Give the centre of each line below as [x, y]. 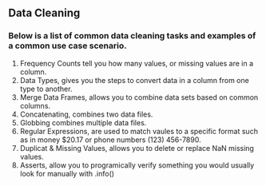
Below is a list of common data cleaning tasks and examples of [132, 36]
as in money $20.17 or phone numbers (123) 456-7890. [110, 140]
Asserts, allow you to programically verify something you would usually [137, 165]
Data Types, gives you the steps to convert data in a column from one [134, 80]
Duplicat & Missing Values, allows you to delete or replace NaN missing [137, 148]
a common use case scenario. [67, 46]
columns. [35, 105]
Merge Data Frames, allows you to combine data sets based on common [139, 97]
